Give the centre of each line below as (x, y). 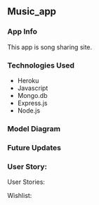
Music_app (32, 12)
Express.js (32, 103)
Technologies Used (41, 65)
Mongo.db (32, 95)
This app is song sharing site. (50, 47)
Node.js (29, 110)
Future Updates (34, 147)
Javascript (33, 88)
